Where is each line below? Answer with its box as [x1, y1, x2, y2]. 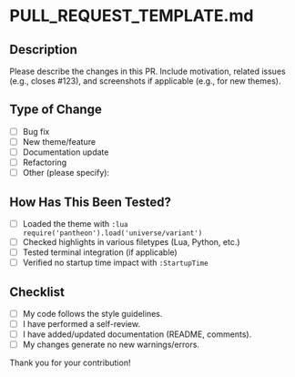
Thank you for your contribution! [9, 357, 131, 369]
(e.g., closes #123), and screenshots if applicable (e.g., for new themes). [9, 76, 281, 87]
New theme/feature [22, 136, 97, 147]
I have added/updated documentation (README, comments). [22, 329, 252, 340]
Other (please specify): [22, 168, 110, 178]
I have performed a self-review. [22, 319, 141, 330]
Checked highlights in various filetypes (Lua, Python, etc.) [22, 237, 240, 247]
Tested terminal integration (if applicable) [22, 247, 178, 258]
